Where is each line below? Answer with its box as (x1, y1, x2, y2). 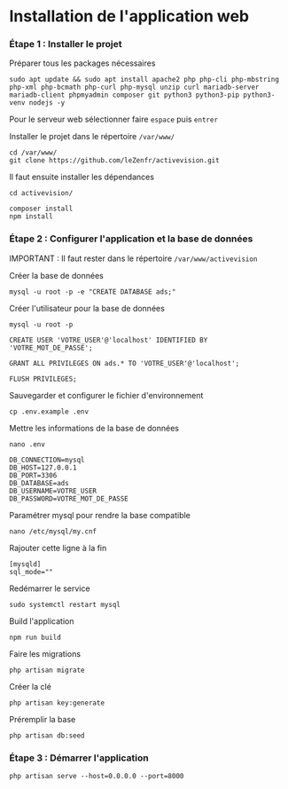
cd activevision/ (9, 189, 74, 198)
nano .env (9, 439, 46, 449)
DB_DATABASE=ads (9, 478, 69, 487)
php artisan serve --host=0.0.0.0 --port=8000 (9, 772, 184, 781)
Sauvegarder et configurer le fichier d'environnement (9, 390, 204, 400)
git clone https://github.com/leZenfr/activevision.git (9, 156, 220, 165)
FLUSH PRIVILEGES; (9, 375, 77, 383)
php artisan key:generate (9, 698, 105, 707)
